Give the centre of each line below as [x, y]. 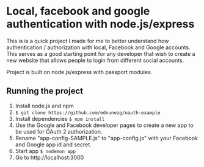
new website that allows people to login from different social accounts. [95, 60]
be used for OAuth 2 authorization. [59, 131]
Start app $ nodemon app [46, 151]
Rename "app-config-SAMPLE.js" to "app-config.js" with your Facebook [107, 138]
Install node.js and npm [45, 106]
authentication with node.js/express [100, 24]
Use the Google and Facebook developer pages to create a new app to [104, 125]
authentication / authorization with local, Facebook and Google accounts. [98, 47]
